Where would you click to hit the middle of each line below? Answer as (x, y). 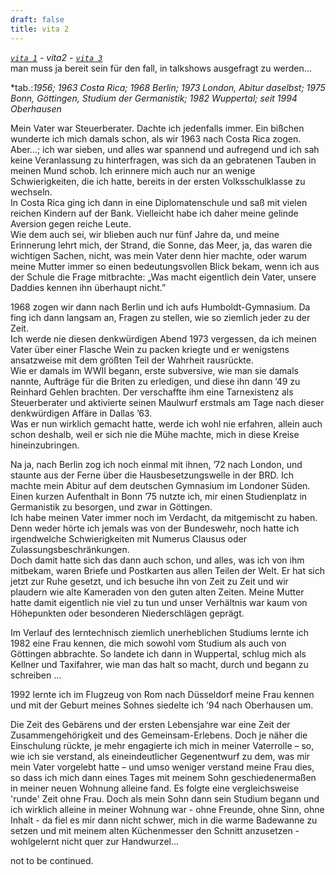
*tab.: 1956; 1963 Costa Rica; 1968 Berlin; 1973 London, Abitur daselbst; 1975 (168, 87)
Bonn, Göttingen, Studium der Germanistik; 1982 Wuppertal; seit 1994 (154, 98)
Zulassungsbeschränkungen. (70, 549)
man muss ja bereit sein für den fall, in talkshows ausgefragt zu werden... (161, 68)
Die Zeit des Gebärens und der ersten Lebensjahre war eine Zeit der (150, 724)
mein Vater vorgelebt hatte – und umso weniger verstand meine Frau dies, (162, 767)
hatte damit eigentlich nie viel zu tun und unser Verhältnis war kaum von (159, 602)
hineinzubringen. (45, 445)
